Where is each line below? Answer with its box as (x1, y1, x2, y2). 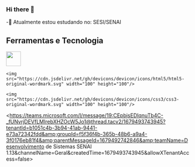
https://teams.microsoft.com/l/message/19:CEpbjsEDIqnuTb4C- (9, 112, 164, 119)
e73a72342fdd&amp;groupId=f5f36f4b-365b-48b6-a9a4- (6, 131, 148, 138)
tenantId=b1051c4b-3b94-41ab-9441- (6, 124, 98, 131)
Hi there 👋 (6, 5, 35, 13)
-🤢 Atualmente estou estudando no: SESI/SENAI (6, 19, 122, 26)
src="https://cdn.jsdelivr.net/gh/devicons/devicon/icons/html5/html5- (6, 76, 184, 82)
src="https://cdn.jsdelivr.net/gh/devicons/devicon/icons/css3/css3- (6, 97, 180, 103)
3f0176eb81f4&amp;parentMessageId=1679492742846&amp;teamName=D (6, 137, 189, 144)
